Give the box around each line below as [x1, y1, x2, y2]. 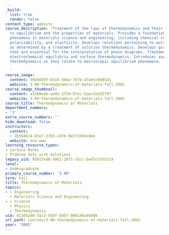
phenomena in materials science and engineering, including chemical [10, 36, 158, 41]
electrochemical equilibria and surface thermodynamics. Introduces [10, 54, 156, 59]
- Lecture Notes [5, 147, 39, 152]
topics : [5, 185, 22, 190]
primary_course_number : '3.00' [5, 171, 71, 176]
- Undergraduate [5, 166, 39, 171]
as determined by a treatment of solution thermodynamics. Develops [10, 45, 156, 50]
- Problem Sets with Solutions [5, 152, 71, 158]
